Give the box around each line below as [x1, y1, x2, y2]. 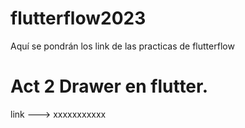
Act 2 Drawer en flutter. [10, 75, 209, 98]
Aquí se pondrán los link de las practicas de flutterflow [10, 40, 235, 52]
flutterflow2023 [10, 7, 147, 30]
